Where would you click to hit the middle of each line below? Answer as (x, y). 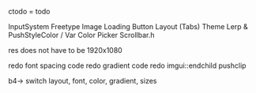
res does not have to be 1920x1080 (65, 50)
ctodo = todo (29, 11)
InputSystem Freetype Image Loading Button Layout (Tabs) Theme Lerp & (128, 26)
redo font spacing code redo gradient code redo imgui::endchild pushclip (127, 65)
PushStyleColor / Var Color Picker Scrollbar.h (81, 35)
